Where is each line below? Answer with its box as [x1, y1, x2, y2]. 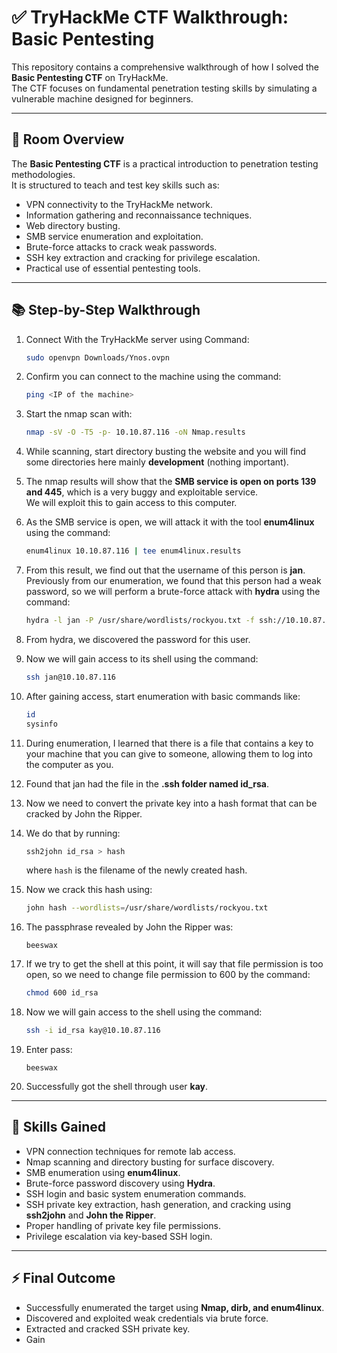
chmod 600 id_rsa [25, 988, 99, 998]
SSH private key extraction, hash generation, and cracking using [25, 1198, 292, 1210]
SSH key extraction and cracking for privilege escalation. [25, 251, 261, 263]
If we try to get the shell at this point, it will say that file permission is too [25, 958, 324, 970]
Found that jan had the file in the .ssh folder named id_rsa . [25, 777, 269, 790]
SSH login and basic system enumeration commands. [25, 1187, 247, 1200]
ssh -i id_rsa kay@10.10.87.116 [25, 1026, 161, 1036]
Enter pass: [25, 1044, 73, 1056]
